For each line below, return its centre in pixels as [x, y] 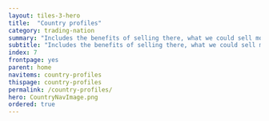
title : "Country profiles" [55, 23]
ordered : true [32, 104]
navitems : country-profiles [55, 75]
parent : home [30, 68]
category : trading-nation [51, 30]
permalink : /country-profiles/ [60, 90]
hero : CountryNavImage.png [53, 97]
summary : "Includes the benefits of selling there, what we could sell [130, 38]
